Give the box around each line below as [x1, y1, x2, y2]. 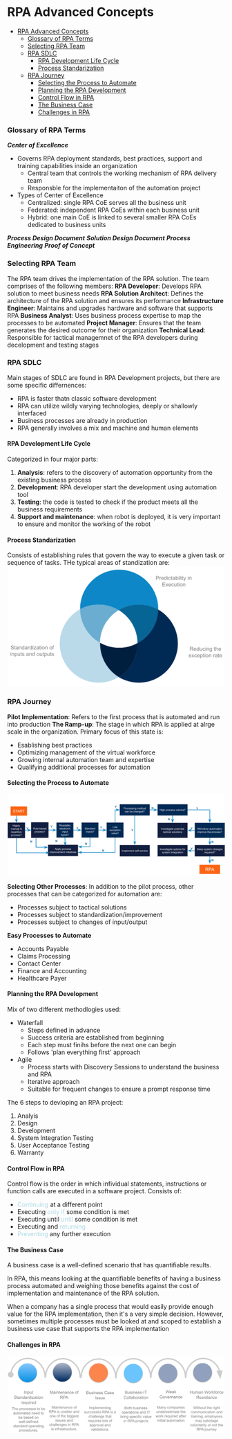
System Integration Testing [17, 1134, 95, 1142]
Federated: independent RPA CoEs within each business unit [27, 206, 200, 215]
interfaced [17, 409, 47, 417]
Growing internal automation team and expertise [17, 755, 155, 763]
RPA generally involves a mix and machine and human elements [17, 424, 199, 432]
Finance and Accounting [17, 966, 88, 975]
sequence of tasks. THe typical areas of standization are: [7, 559, 171, 567]
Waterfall [17, 1019, 43, 1027]
